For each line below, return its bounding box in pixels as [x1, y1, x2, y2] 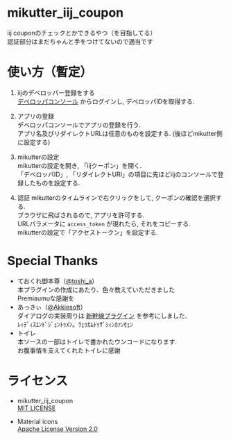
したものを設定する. [23, 178, 80, 187]
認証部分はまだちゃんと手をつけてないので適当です [7, 37, 153, 46]
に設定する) [17, 137, 51, 146]
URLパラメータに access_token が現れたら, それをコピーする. [17, 219, 191, 228]
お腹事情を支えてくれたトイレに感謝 [17, 346, 121, 355]
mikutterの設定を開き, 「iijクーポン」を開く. [17, 161, 142, 169]
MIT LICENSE [17, 404, 56, 412]
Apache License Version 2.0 [17, 425, 99, 433]
